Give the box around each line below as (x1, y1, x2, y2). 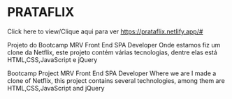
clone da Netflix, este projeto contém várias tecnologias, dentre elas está (7, 48, 218, 56)
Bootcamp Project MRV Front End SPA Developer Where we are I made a (7, 69, 217, 77)
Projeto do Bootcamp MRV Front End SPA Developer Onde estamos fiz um (7, 40, 221, 49)
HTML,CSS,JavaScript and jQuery (7, 84, 105, 92)
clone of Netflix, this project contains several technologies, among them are (7, 76, 225, 84)
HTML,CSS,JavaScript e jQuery (7, 55, 98, 63)
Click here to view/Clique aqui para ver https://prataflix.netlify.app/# (7, 27, 203, 36)
